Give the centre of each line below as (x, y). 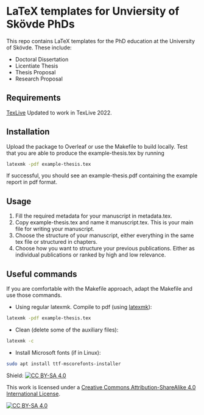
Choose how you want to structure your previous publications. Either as (105, 249)
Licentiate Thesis (37, 66)
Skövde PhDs (40, 24)
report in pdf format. (32, 182)
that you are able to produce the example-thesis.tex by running (85, 153)
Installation (28, 132)
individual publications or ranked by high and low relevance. (90, 255)
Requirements (33, 98)
